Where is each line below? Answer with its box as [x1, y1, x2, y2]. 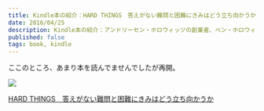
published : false [8, 33, 65, 41]
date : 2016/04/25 [8, 19, 65, 27]
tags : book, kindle [8, 41, 72, 48]
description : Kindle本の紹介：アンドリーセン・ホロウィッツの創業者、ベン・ [8, 26, 233, 34]
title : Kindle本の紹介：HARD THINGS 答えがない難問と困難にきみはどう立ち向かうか [8, 11, 257, 20]
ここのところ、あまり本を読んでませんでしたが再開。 [8, 63, 180, 73]
